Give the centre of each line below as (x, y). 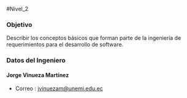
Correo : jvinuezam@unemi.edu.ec (59, 89)
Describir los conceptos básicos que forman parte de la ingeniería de (94, 38)
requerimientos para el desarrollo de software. (65, 45)
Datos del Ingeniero (36, 61)
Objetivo (19, 24)
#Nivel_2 (17, 9)
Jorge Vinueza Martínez (38, 75)
